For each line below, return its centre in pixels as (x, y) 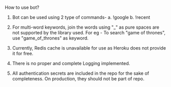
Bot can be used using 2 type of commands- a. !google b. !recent (81, 17)
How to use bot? (22, 7)
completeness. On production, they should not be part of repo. (78, 79)
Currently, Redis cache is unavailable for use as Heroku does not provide (89, 48)
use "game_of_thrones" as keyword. (50, 38)
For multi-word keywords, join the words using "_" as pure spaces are (86, 27)
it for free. (23, 53)
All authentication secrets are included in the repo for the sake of (81, 73)
